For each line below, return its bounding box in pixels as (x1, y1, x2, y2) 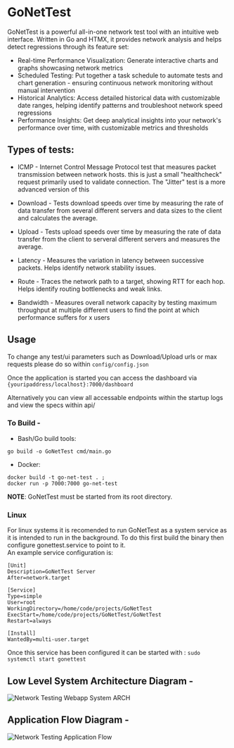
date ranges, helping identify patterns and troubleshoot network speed (17, 101, 223, 109)
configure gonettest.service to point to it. (7, 541, 126, 549)
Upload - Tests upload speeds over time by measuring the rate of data (17, 227, 221, 236)
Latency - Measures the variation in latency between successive (17, 256, 204, 264)
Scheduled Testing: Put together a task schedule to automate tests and (17, 71, 223, 80)
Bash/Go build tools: (17, 434, 77, 442)
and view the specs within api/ (7, 401, 96, 409)
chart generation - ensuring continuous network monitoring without (17, 78, 213, 87)
